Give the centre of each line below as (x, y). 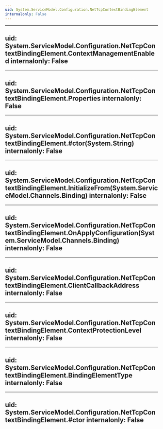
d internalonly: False (37, 61)
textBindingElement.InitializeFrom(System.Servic (81, 188)
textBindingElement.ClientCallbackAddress (72, 285)
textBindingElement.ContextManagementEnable (80, 53)
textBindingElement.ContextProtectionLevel (73, 330)
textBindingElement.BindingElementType (69, 375)
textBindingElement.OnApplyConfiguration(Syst (80, 233)
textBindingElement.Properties (53, 98)
